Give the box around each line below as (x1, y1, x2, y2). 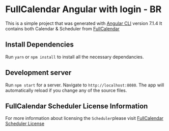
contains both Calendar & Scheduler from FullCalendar (5, 25, 120, 31)
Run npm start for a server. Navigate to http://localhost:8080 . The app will (5, 82, 164, 88)
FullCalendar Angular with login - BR (5, 4, 162, 15)
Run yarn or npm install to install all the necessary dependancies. (5, 54, 144, 60)
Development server (5, 68, 72, 77)
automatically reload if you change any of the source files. (5, 87, 127, 93)
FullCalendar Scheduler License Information (5, 102, 148, 110)
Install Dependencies (5, 40, 74, 49)
